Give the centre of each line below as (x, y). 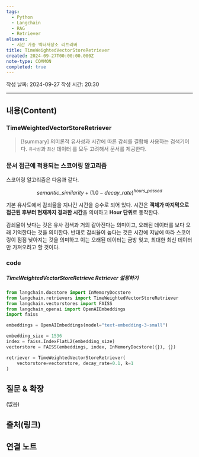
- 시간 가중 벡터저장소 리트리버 (45, 45)
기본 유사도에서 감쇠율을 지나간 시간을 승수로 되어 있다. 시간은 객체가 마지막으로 (98, 205)
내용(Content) (32, 110)
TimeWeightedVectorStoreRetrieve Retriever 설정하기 (73, 278)
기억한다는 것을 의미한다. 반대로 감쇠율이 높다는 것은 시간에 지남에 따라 (94, 233)
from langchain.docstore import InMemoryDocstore (69, 292)
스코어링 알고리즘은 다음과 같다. (43, 180)
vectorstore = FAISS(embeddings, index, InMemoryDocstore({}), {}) (91, 347)
